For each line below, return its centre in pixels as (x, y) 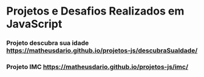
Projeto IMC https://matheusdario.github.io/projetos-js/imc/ (97, 67)
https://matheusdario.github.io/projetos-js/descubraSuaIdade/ (102, 51)
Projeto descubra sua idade (48, 43)
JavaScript (34, 24)
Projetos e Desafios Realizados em (95, 11)
